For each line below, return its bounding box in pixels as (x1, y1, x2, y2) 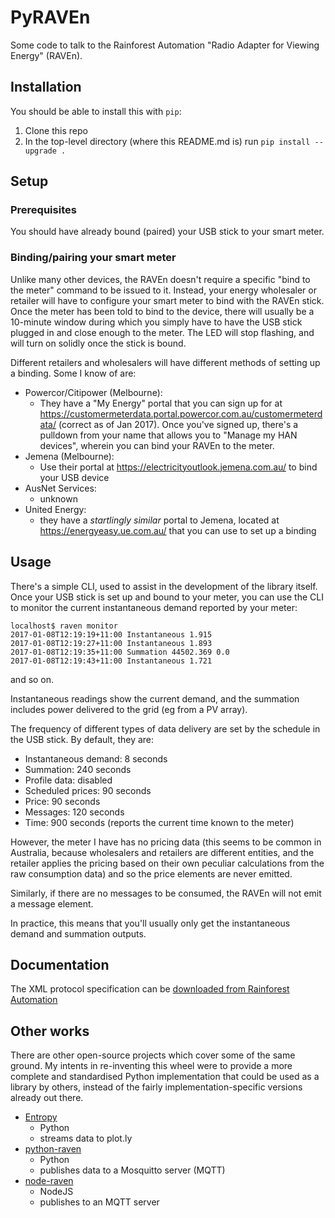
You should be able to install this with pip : (10, 105, 182, 117)
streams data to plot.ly (39, 1132, 133, 1145)
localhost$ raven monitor (10, 621, 118, 631)
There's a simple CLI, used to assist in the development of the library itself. (10, 580, 318, 592)
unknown (39, 492, 78, 505)
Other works (10, 1022, 90, 1040)
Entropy (24, 1111, 58, 1123)
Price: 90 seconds (24, 795, 101, 807)
